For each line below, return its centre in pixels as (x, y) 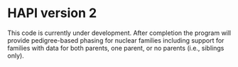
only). (16, 56)
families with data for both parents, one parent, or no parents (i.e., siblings (116, 48)
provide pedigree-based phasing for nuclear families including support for (116, 40)
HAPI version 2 (52, 13)
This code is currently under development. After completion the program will (119, 33)
